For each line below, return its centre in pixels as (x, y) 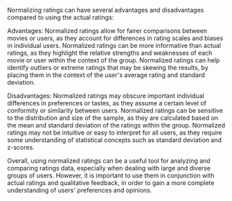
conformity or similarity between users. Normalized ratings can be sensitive (115, 111)
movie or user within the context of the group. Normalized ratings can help (114, 60)
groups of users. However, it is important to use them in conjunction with (111, 175)
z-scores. (21, 147)
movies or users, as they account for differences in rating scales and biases (115, 38)
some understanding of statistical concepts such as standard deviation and (114, 140)
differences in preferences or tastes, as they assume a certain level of (107, 103)
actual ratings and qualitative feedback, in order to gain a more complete (111, 183)
